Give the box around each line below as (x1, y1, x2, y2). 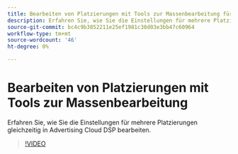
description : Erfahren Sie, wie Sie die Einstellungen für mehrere (7, 17, 211, 24)
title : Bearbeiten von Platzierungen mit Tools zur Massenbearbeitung (7, 10, 220, 18)
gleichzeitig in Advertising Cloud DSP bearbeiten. (7, 125, 152, 134)
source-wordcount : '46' (7, 37, 78, 44)
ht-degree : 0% (7, 43, 50, 50)
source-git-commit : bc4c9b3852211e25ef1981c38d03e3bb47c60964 (7, 23, 195, 30)
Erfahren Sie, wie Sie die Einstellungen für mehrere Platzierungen (7, 118, 198, 126)
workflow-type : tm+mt (7, 30, 72, 37)
